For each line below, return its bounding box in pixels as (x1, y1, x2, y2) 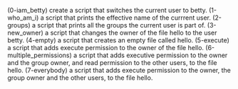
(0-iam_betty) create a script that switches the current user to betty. (7, 6, 208, 14)
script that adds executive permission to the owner (78, 51, 228, 59)
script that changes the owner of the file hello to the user (50, 28, 217, 37)
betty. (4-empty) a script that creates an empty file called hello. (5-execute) (7, 36, 230, 44)
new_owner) (7, 28, 44, 37)
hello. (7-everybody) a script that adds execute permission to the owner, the (7, 66, 232, 74)
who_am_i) (7, 13, 39, 22)
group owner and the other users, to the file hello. (7, 73, 153, 82)
